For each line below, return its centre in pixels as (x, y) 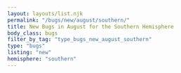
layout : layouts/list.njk (45, 14)
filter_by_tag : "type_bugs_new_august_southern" (80, 40)
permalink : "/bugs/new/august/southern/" (69, 20)
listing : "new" (29, 53)
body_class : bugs (33, 33)
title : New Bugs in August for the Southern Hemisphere (90, 26)
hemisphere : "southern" (42, 59)
